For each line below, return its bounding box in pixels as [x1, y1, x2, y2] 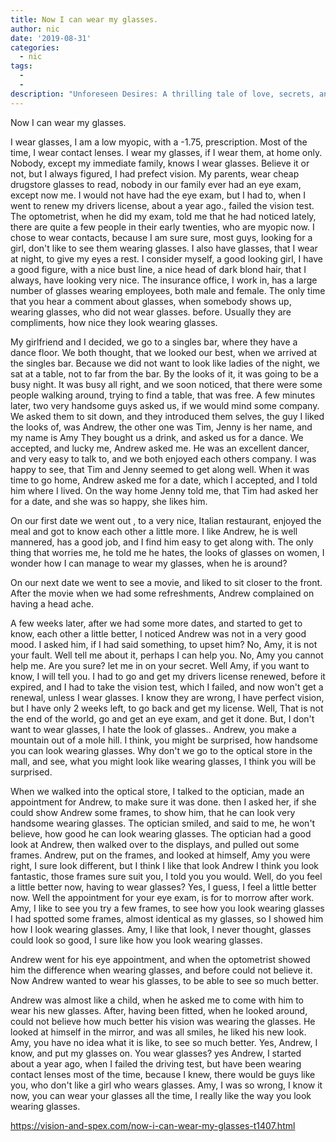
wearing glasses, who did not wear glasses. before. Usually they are [10, 306, 292, 318]
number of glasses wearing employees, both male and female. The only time [10, 284, 326, 296]
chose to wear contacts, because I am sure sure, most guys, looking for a [10, 231, 313, 243]
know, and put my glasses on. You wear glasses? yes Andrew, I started [10, 1047, 302, 1059]
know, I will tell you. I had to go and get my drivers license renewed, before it [10, 670, 326, 682]
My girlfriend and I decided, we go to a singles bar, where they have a [10, 336, 298, 348]
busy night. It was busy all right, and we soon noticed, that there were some [10, 378, 323, 390]
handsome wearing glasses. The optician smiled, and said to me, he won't [10, 817, 316, 829]
